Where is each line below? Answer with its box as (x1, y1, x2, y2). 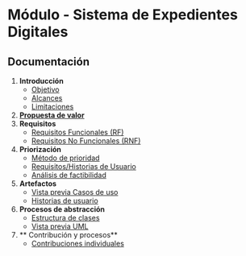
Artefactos (19, 179, 57, 188)
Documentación (7, 55, 90, 68)
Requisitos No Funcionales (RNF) (31, 136, 141, 146)
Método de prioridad (31, 153, 100, 163)
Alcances (31, 93, 63, 102)
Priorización (19, 145, 62, 154)
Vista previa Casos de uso (31, 188, 119, 196)
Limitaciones (31, 102, 74, 111)
